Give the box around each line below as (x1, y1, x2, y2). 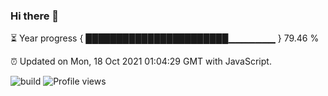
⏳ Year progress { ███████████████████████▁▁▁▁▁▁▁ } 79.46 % (10, 32, 320, 44)
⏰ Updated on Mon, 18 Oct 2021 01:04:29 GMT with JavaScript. (10, 55, 272, 68)
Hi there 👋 (10, 9, 60, 23)
